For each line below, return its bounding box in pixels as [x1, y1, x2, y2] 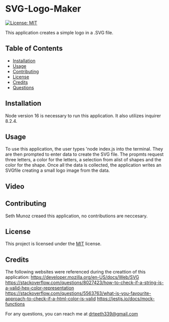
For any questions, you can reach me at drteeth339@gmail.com [5, 311, 138, 317]
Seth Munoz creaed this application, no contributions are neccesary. [5, 213, 148, 219]
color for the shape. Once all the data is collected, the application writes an [5, 162, 162, 168]
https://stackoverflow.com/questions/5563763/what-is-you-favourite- [5, 290, 151, 296]
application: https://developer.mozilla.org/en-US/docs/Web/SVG [5, 274, 139, 281]
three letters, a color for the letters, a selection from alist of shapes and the [5, 157, 162, 163]
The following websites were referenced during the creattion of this [5, 269, 146, 275]
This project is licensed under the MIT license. [5, 241, 102, 247]
